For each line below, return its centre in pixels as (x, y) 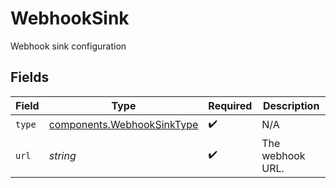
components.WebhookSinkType (123, 125)
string (62, 155)
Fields (30, 77)
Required (230, 105)
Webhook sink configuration (68, 46)
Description (291, 105)
